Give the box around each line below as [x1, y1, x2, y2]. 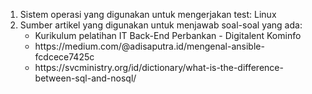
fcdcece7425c [34, 51, 95, 63]
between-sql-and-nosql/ [34, 72, 137, 84]
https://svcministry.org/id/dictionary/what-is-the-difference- [34, 62, 284, 73]
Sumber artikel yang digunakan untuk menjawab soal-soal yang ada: [19, 19, 303, 31]
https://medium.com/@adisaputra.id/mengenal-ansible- [34, 40, 265, 52]
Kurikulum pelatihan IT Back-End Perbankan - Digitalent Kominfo [34, 30, 302, 41]
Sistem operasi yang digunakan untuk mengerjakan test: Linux [19, 9, 277, 20]
